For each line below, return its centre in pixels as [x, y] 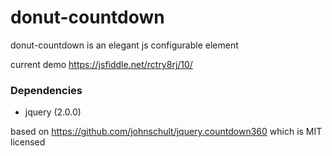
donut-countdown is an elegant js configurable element [124, 45]
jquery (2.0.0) [53, 112]
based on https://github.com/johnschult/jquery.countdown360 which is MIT [166, 132]
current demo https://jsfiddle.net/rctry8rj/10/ [101, 64]
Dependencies [46, 90]
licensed [28, 142]
